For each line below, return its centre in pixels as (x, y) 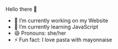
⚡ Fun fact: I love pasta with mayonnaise (63, 40)
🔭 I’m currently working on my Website (61, 20)
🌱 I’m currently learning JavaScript (56, 27)
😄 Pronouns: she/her (40, 33)
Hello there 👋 (22, 9)
